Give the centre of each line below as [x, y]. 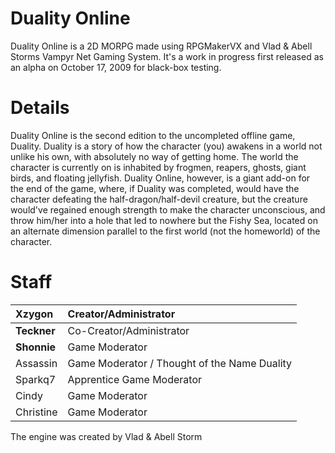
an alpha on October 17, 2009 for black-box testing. [116, 67]
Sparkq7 [36, 379]
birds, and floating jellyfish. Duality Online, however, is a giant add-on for [160, 178]
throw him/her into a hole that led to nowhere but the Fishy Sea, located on [164, 220]
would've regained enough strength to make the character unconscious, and [168, 209]
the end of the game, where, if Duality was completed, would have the [155, 188]
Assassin [36, 363]
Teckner [35, 330]
